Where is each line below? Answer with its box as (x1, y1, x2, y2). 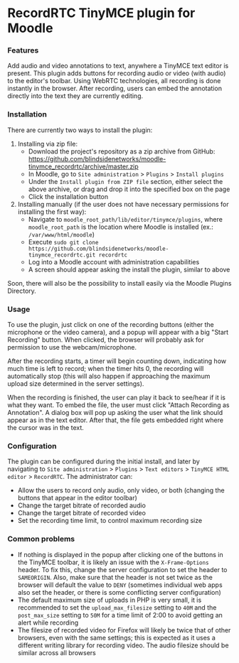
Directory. (7, 286, 37, 295)
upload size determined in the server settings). (7, 379, 144, 388)
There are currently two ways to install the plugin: (7, 126, 153, 134)
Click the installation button (28, 192, 109, 200)
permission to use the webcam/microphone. (7, 343, 137, 352)
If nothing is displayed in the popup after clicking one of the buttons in (17, 550, 224, 559)
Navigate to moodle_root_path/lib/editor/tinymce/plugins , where (28, 215, 223, 223)
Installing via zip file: (17, 139, 78, 148)
